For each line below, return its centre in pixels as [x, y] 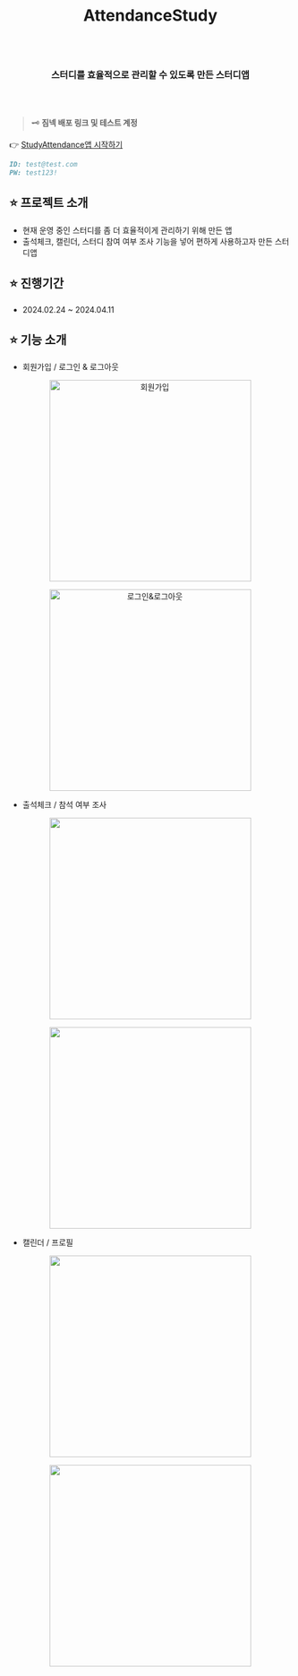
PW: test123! [34, 173]
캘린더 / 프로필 [47, 1242]
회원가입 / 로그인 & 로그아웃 [70, 367]
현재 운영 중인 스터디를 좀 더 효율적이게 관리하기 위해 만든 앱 [127, 230]
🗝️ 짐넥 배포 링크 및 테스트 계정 [84, 123]
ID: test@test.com [43, 165]
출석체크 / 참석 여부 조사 [64, 805]
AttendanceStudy [150, 16]
